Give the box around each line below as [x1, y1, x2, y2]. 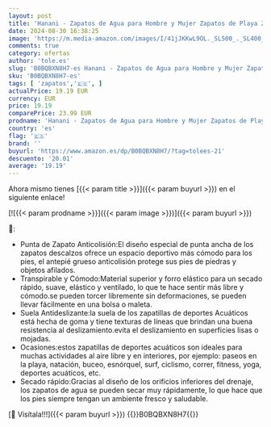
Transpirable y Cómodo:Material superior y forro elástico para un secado [19, 274, 263, 283]
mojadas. [19, 334, 51, 344]
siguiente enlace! [8, 193, 65, 203]
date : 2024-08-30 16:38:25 [8, 27, 99, 35]
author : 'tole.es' [8, 57, 70, 65]
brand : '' [8, 139, 42, 148]
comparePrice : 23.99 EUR [8, 110, 92, 118]
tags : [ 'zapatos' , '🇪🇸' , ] [8, 79, 102, 87]
